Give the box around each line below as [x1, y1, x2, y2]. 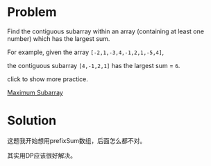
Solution [7, 113, 57, 128]
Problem [7, 4, 57, 20]
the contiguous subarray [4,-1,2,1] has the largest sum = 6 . [7, 61, 180, 69]
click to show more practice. [7, 74, 89, 83]
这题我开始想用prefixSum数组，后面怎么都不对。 [7, 136, 146, 144]
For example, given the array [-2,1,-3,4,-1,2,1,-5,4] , [7, 48, 164, 56]
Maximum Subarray [7, 88, 64, 97]
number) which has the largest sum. [7, 34, 110, 42]
